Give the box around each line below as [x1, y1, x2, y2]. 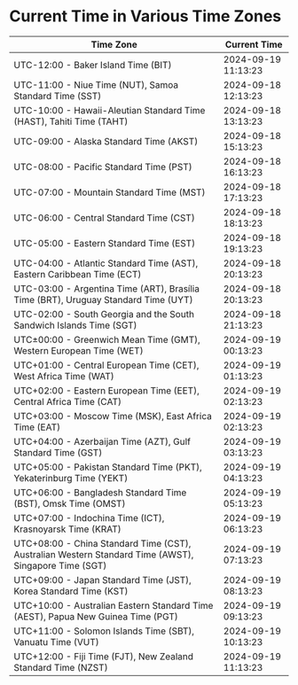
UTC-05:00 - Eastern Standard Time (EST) [13, 237, 196, 249]
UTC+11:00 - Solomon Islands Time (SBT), [13, 625, 195, 637]
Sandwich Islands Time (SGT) [13, 319, 137, 331]
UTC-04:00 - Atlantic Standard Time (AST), [13, 257, 199, 269]
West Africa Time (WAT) [13, 370, 115, 382]
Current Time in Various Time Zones [9, 6, 282, 27]
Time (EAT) [13, 421, 60, 433]
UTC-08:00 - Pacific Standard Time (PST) [13, 160, 192, 173]
